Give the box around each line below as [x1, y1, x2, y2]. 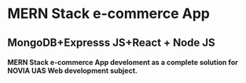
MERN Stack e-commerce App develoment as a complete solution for [7, 58, 239, 67]
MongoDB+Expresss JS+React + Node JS [7, 36, 215, 49]
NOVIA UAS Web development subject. [7, 66, 138, 75]
